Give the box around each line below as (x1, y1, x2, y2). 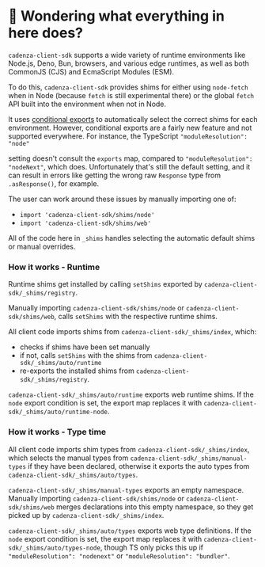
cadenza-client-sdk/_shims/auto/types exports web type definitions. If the (8, 526, 252, 535)
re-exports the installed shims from (19, 366, 134, 375)
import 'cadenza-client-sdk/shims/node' (19, 211, 155, 219)
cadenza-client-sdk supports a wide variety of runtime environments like (8, 50, 246, 59)
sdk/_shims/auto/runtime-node (8, 408, 108, 417)
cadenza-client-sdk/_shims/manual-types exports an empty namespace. (8, 485, 244, 494)
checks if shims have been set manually (19, 342, 150, 352)
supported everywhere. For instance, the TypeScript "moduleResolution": (8, 131, 248, 141)
